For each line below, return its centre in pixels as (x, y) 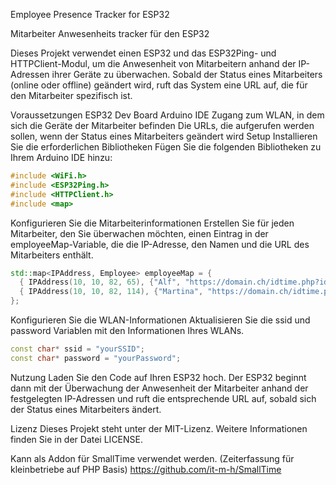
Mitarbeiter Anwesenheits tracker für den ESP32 (110, 33)
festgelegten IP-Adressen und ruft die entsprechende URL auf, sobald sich (163, 398)
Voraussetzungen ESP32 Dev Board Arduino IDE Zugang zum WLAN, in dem (167, 115)
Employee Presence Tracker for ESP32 (90, 14)
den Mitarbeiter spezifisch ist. (71, 95)
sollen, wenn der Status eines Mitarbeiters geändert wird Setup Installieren (164, 136)
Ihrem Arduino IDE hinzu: (61, 157)
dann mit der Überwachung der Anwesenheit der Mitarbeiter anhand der (159, 388)
